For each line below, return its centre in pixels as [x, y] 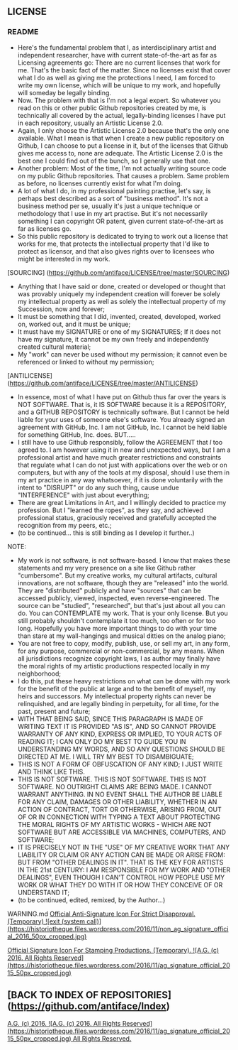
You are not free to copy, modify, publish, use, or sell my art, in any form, [124, 643]
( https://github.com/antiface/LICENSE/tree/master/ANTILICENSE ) [103, 383]
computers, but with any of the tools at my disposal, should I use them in [124, 472]
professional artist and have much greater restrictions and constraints [119, 457]
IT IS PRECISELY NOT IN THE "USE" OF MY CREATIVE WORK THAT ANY [124, 847]
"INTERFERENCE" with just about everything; [84, 495]
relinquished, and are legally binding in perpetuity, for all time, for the [118, 703]
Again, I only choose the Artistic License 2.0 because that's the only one [123, 130]
